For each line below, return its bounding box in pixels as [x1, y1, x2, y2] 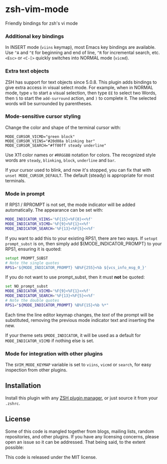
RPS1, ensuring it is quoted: [5, 246, 62, 252]
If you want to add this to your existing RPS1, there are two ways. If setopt [5, 235, 158, 241]
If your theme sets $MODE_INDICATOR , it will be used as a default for [5, 332, 141, 338]
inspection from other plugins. [5, 367, 68, 373]
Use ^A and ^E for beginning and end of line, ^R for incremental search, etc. [5, 49, 160, 56]
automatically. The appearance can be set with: [5, 207, 103, 213]
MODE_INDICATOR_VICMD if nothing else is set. [5, 338, 94, 344]
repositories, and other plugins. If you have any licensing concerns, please [5, 433, 159, 439]
